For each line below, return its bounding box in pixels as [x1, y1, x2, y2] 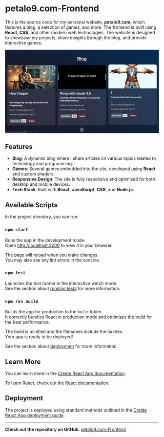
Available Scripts [5, 201, 58, 209]
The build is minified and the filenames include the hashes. [5, 328, 123, 335]
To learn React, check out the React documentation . [5, 380, 110, 386]
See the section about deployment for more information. [5, 343, 118, 350]
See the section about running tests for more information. [5, 285, 121, 291]
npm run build [5, 299, 39, 304]
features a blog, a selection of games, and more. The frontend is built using [5, 24, 157, 30]
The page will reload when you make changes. [5, 252, 99, 258]
